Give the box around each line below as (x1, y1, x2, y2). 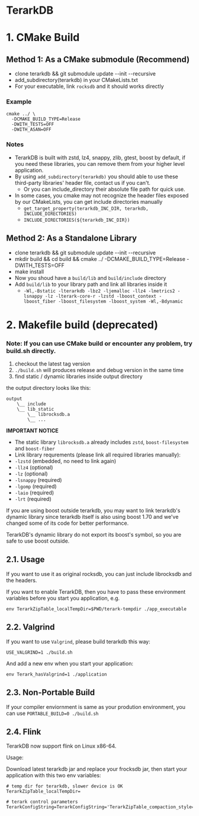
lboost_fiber (23, 298, 56, 304)
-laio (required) (14, 489, 54, 496)
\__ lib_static (17, 407, 54, 412)
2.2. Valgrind (6, 622, 55, 632)
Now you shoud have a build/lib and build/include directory (14, 274, 166, 281)
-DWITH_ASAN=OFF (11, 127, 52, 133)
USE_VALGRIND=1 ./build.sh (6, 649, 73, 656)
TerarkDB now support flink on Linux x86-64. (6, 742, 117, 749)
